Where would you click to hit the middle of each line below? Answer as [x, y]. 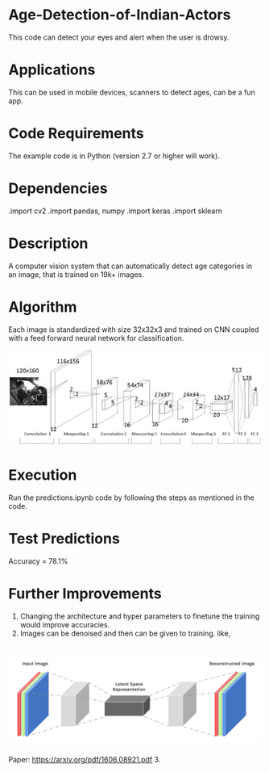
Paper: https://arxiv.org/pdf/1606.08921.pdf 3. [85, 759]
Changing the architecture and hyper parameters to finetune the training [140, 616]
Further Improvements [85, 593]
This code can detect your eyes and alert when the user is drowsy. [119, 37]
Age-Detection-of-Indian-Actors [120, 15]
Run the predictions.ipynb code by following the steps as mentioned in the [132, 497]
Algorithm [43, 306]
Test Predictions [64, 538]
